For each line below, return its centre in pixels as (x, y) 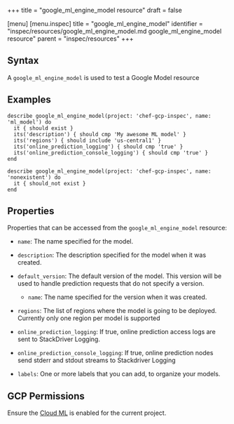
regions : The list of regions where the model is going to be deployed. (117, 311)
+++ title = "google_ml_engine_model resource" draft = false (95, 10)
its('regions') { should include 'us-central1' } (87, 140)
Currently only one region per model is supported (89, 318)
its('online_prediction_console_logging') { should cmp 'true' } (111, 153)
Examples (29, 100)
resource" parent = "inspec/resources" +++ (70, 39)
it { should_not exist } (50, 183)
